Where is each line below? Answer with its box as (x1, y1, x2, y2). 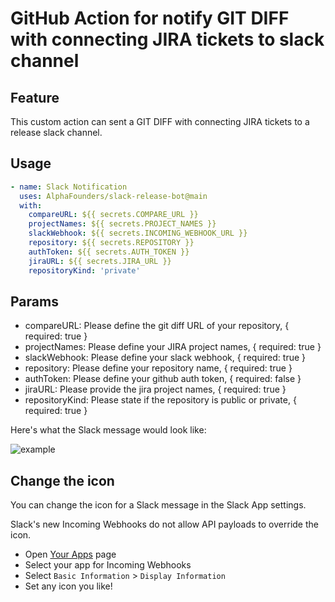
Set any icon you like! (24, 580, 113, 592)
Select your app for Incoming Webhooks (24, 559, 192, 571)
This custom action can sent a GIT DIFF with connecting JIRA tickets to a (10, 116, 310, 127)
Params (10, 293, 59, 310)
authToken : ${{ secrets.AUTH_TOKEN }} (28, 247, 190, 257)
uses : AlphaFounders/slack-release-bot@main (19, 191, 208, 201)
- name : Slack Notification (10, 182, 128, 192)
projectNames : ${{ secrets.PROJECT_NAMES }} (28, 219, 217, 229)
